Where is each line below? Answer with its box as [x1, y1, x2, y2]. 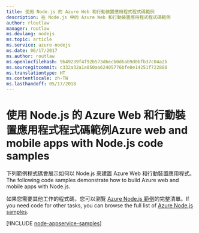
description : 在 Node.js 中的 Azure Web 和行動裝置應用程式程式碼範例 [6, 14, 171, 20]
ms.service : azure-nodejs [6, 42, 71, 48]
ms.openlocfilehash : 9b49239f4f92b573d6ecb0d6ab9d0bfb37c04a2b [6, 59, 168, 65]
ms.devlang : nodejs [6, 31, 55, 37]
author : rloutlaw [6, 20, 50, 26]
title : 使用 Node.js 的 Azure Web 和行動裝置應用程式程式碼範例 [6, 8, 155, 15]
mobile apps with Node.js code [6, 137, 164, 150]
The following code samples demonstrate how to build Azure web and [6, 176, 179, 183]
